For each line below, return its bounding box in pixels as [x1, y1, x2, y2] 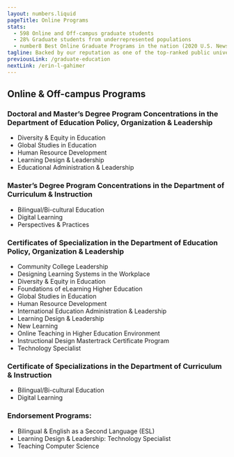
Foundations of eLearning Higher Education [17, 284, 143, 293]
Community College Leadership [17, 262, 109, 270]
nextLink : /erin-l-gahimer [7, 62, 86, 69]
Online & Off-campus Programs [7, 88, 146, 100]
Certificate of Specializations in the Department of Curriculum [7, 361, 222, 371]
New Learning [17, 321, 58, 330]
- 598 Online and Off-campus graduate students [13, 29, 155, 37]
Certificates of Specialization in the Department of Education [7, 238, 218, 247]
